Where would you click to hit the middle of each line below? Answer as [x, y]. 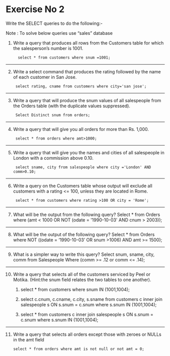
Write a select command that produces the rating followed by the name [87, 71]
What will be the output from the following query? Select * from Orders [87, 214]
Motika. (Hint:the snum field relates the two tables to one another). [82, 280]
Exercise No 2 [35, 9]
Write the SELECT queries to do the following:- [54, 23]
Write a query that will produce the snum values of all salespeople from [87, 100]
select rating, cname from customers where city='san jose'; [81, 86]
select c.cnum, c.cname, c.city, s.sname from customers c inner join [92, 299]
